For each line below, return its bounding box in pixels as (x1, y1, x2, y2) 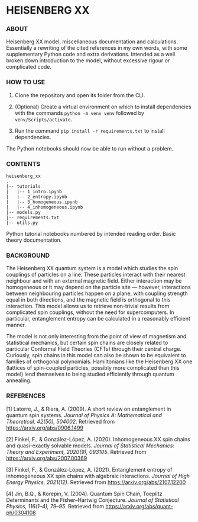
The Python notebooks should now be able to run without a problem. (6, 145, 173, 152)
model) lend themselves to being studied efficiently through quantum (6, 371, 174, 378)
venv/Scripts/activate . (14, 116, 73, 123)
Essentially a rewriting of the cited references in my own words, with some (6, 44, 187, 52)
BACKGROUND (6, 251, 50, 260)
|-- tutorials (6, 184, 41, 190)
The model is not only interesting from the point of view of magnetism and (6, 333, 187, 340)
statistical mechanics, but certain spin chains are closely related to (6, 339, 168, 347)
